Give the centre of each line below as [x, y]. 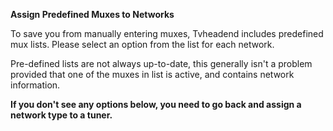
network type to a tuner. [61, 115]
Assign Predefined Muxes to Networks [92, 14]
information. [35, 85]
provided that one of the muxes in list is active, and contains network [152, 74]
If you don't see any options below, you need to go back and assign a [156, 104]
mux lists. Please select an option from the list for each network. [142, 44]
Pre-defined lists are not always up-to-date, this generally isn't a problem [161, 63]
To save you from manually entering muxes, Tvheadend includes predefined [167, 33]
